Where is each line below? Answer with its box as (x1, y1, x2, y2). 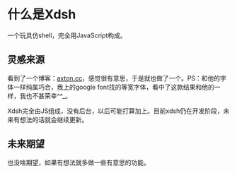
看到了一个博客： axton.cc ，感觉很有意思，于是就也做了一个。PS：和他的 (7, 73, 221, 82)
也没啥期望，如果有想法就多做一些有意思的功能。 (7, 158, 150, 167)
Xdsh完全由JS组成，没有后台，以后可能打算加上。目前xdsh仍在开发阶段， (7, 107, 224, 115)
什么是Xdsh (7, 6, 76, 23)
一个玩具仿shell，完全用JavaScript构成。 (7, 31, 127, 40)
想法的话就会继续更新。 (19, 115, 88, 124)
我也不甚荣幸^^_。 (19, 91, 72, 100)
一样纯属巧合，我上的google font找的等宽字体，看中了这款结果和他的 (13, 83, 214, 91)
